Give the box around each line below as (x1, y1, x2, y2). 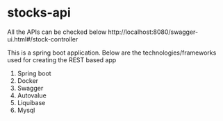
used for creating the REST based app (7, 55, 117, 64)
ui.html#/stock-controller (7, 35, 79, 43)
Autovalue (17, 91, 47, 100)
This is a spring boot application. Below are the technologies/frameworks (7, 48, 217, 57)
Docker (17, 76, 39, 84)
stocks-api (7, 5, 71, 21)
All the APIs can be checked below (7, 28, 107, 36)
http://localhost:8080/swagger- (108, 28, 199, 36)
